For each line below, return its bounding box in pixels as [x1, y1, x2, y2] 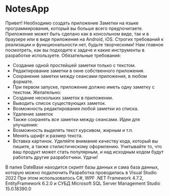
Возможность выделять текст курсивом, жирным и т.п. [12, 127, 133, 133]
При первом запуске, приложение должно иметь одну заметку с [12, 83, 155, 90]
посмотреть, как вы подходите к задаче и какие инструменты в [5, 47, 145, 53]
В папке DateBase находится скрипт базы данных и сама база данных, [5, 164, 159, 170]
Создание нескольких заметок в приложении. [12, 95, 114, 101]
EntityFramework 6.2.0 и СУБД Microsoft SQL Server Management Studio [5, 180, 160, 186]
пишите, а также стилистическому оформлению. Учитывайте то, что [12, 143, 162, 149]
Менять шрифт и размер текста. [12, 132, 83, 138]
